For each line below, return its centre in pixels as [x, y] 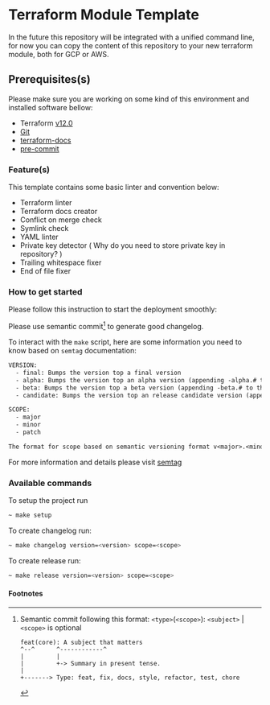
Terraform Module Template [104, 15]
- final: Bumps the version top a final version [98, 373]
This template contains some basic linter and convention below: [114, 188]
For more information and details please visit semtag [95, 462]
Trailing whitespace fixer [61, 262]
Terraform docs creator [59, 212]
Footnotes [26, 594]
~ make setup [30, 515]
